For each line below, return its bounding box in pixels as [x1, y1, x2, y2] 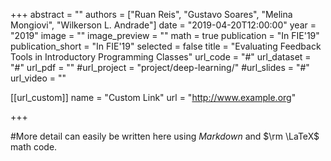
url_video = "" [10, 72, 67, 84]
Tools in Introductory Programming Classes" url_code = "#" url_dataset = [10, 51, 312, 63]
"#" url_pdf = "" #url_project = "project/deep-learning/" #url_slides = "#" [10, 62, 310, 73]
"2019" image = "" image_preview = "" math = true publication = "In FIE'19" [10, 30, 320, 41]
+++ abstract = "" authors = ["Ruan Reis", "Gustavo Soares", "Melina [10, 9, 293, 20]
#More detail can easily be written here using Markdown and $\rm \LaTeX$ [10, 130, 320, 142]
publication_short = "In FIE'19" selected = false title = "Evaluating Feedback [10, 40, 322, 52]
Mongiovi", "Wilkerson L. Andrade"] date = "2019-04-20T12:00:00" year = [10, 19, 317, 31]
